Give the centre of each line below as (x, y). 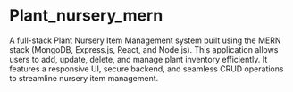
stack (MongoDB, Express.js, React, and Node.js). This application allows (144, 49)
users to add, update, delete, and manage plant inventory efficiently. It (138, 59)
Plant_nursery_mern (86, 16)
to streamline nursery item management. (84, 78)
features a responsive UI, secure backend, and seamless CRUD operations (146, 69)
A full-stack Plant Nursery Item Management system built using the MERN (145, 40)
